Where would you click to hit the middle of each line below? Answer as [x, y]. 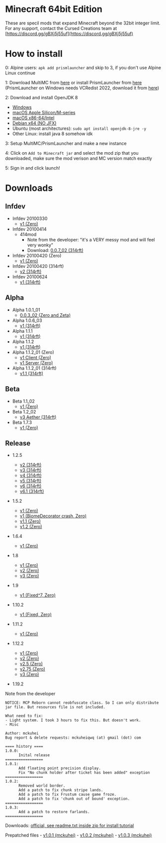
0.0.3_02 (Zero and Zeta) [45, 315]
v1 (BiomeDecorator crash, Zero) [53, 516]
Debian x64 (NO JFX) [34, 123]
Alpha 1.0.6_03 [27, 320]
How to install [34, 54]
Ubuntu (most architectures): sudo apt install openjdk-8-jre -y [79, 128]
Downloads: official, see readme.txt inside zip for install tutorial [70, 826]
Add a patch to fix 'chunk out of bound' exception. [74, 799]
